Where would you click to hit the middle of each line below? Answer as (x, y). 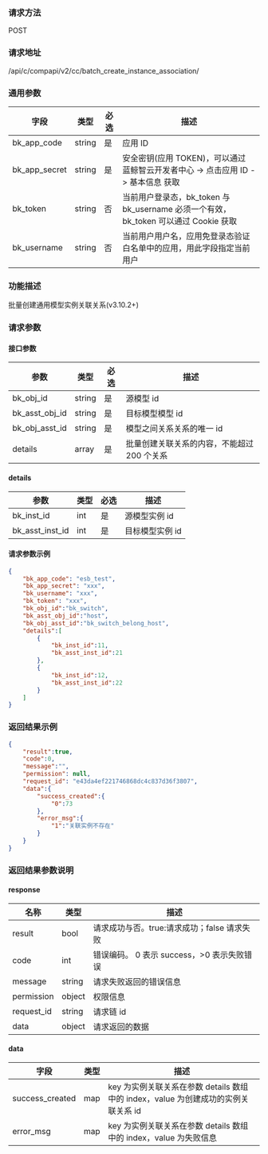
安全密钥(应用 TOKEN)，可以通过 (184, 158)
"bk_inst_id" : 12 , (80, 675)
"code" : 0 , (39, 759)
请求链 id (110, 1012)
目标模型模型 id (154, 413)
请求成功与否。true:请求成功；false (159, 928)
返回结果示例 (33, 727)
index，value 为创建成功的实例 (184, 1099)
